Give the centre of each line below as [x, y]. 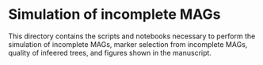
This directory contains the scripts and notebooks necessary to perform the [132, 36]
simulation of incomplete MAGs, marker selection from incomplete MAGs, [128, 44]
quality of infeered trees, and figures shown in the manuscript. [110, 52]
